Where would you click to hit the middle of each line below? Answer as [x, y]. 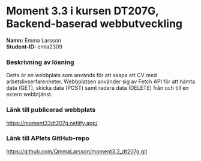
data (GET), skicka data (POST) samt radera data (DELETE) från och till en [97, 88]
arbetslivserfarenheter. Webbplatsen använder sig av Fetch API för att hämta [101, 81]
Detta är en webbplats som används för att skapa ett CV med [82, 75]
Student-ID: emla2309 [34, 47]
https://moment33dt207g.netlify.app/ [52, 123]
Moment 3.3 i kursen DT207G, [82, 11]
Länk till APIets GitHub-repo [48, 138]
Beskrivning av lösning [40, 62]
